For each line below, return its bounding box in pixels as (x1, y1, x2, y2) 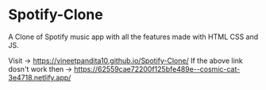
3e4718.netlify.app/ (8, 72, 71, 82)
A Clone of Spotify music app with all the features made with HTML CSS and (8, 32, 259, 41)
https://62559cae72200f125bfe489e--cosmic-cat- (74, 64, 241, 73)
